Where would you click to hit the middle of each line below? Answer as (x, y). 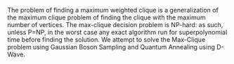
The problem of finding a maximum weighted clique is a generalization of (113, 10)
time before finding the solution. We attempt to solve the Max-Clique (106, 40)
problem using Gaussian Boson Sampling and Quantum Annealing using (111, 47)
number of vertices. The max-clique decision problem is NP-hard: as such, (115, 25)
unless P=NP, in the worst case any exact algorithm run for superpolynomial (117, 32)
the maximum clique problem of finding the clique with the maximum (106, 17)
